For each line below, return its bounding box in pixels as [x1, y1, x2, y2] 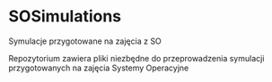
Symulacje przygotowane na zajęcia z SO [8, 36, 162, 46]
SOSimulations [8, 6, 122, 27]
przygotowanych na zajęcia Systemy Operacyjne [8, 62, 189, 73]
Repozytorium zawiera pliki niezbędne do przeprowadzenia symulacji [8, 53, 265, 63]
